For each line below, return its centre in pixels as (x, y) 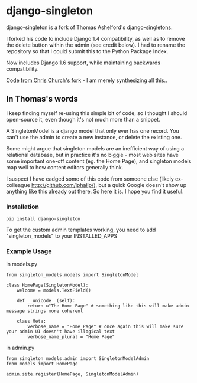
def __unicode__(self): (46, 301)
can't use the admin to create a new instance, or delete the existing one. (94, 137)
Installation (23, 207)
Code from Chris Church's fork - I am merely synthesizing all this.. (87, 80)
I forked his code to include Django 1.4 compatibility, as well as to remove (96, 38)
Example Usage (29, 251)
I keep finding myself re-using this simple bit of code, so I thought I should (97, 113)
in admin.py (20, 348)
